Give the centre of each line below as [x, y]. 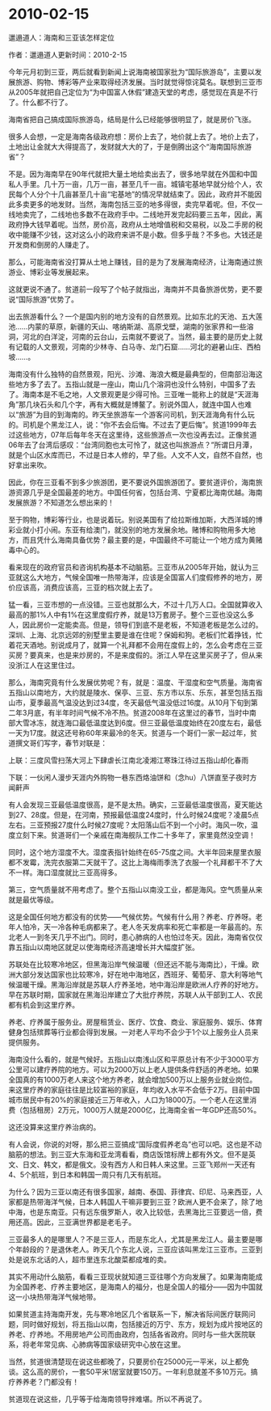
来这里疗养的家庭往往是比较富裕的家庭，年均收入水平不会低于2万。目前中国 [134, 1089]
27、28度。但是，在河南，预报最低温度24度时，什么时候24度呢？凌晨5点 [137, 814]
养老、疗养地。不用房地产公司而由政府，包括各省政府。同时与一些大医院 [128, 1334]
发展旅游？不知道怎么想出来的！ [61, 502]
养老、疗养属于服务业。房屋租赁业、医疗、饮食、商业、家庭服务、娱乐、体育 [135, 1022]
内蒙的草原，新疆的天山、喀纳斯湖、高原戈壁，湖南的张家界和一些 [138, 326]
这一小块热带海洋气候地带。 [54, 1297]
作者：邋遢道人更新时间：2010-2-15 [68, 54]
